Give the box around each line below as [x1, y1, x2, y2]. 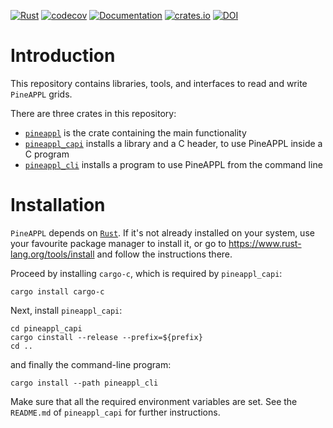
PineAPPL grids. [10, 88, 73, 100]
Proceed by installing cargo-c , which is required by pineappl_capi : [10, 267, 283, 279]
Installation [10, 194, 106, 217]
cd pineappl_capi [10, 323, 83, 334]
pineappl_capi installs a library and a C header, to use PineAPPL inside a [24, 137, 323, 149]
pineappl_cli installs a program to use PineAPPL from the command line [24, 158, 323, 170]
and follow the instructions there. [96, 248, 233, 260]
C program [24, 148, 70, 160]
